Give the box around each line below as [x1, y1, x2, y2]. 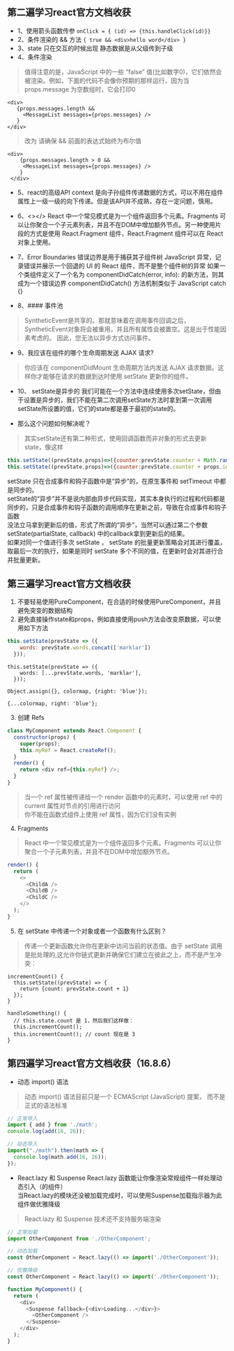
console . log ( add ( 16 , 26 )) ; [7, 1128, 86, 1135]
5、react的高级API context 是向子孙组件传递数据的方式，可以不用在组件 [17, 188, 224, 196]
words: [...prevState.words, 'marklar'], [19, 670, 141, 677]
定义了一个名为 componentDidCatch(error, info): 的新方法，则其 [41, 270, 224, 278]
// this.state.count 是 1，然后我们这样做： [13, 1017, 134, 1024]
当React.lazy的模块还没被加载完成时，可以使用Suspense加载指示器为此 [17, 1191, 223, 1199]
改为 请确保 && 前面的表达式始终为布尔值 [24, 136, 141, 145]
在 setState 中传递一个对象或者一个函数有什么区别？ [17, 927, 167, 935]
